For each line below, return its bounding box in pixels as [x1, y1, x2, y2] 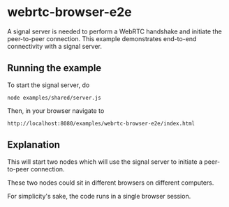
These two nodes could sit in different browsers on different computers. [7, 178, 214, 187]
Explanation [7, 139, 61, 151]
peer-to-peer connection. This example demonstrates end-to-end [7, 34, 197, 43]
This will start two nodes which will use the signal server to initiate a [7, 158, 203, 166]
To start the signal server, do [7, 81, 90, 89]
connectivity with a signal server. [7, 42, 103, 50]
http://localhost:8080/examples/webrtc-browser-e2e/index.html [7, 120, 195, 127]
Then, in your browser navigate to [7, 106, 105, 115]
